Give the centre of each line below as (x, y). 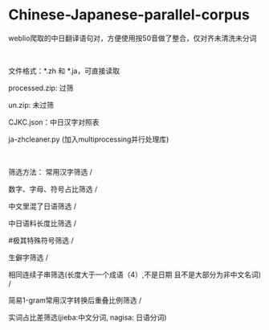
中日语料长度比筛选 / (42, 223)
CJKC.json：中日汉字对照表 (54, 122)
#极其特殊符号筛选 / (41, 240)
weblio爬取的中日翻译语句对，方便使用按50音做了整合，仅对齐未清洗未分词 (132, 38)
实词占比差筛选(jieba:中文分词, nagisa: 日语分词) (88, 317)
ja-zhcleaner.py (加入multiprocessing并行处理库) (89, 139)
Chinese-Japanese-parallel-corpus (129, 15)
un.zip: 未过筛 (31, 105)
